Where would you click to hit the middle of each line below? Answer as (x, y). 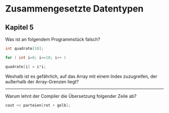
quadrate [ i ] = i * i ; (26, 67)
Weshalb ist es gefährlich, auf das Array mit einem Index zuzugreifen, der (81, 76)
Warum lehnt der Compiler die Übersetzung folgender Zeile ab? (71, 96)
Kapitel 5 (19, 27)
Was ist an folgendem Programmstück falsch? (53, 39)
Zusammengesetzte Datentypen (74, 9)
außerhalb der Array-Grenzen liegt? (42, 81)
